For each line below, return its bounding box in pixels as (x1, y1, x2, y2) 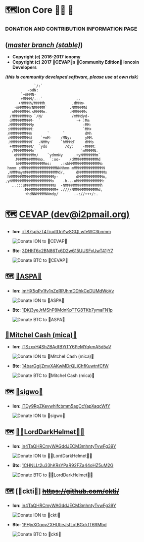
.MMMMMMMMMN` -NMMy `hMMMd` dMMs (7, 139, 94, 144)
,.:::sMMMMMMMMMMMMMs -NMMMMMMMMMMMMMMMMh (11, 183, 103, 188)
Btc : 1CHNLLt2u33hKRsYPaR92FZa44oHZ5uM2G (12, 462, 114, 468)
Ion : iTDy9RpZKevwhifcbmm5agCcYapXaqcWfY (12, 403, 110, 409)
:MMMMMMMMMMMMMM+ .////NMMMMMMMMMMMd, (23, 187, 103, 192)
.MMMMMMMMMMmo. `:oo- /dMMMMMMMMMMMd (14, 157, 100, 162)
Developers (12, 64, 37, 70)
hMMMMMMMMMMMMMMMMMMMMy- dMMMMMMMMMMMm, (7, 174, 107, 179)
